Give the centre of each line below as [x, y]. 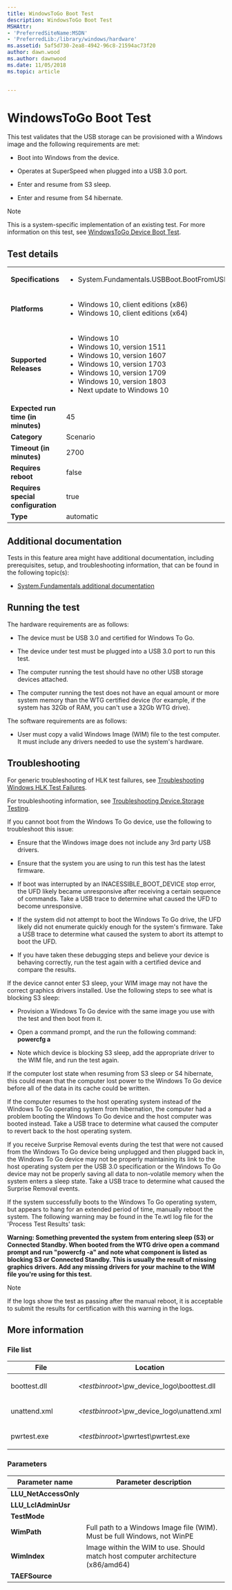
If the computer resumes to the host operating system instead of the [104, 1101]
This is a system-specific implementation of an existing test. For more [106, 225]
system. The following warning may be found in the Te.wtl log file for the [110, 1216]
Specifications [35, 280]
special [23, 497]
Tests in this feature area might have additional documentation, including [110, 558]
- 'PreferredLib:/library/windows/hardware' [72, 39]
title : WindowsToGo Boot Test [51, 13]
